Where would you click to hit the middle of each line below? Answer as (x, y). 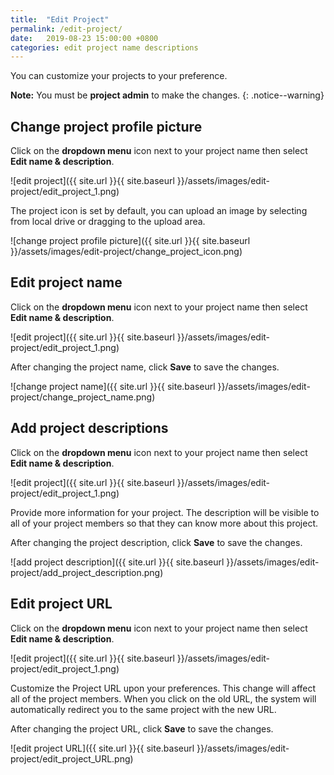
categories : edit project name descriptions (104, 47)
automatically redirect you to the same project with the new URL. (143, 709)
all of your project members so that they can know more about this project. (164, 523)
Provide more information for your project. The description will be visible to (165, 512)
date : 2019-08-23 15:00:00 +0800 (84, 38)
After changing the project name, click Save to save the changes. (145, 367)
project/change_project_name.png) (83, 397)
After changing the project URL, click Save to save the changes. (142, 728)
